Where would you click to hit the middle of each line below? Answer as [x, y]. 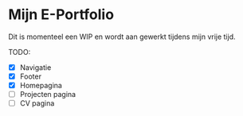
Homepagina [41, 86]
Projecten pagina [48, 95]
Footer [31, 76]
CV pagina [37, 103]
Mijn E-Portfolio [61, 15]
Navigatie [35, 67]
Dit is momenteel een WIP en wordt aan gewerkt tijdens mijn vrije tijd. [122, 37]
